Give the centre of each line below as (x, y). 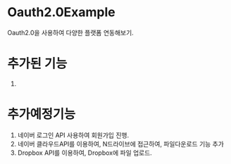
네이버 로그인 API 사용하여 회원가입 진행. (73, 135)
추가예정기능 (42, 114)
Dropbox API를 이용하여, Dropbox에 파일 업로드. (85, 153)
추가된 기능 (37, 64)
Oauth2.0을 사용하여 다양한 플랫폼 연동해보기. (70, 32)
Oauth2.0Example (61, 12)
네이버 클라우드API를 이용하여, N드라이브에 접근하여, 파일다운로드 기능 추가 (120, 144)
